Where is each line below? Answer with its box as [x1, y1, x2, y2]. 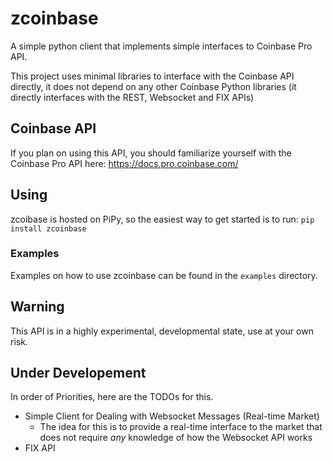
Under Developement [10, 365, 147, 382]
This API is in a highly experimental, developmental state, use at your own [10, 325, 314, 337]
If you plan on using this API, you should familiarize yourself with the [10, 147, 292, 159]
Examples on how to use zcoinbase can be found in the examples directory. [10, 269, 318, 281]
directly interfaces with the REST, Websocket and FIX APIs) [10, 91, 255, 103]
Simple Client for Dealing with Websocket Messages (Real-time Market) [24, 410, 320, 422]
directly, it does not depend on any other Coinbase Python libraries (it [10, 80, 297, 92]
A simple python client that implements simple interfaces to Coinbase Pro [10, 40, 313, 52]
